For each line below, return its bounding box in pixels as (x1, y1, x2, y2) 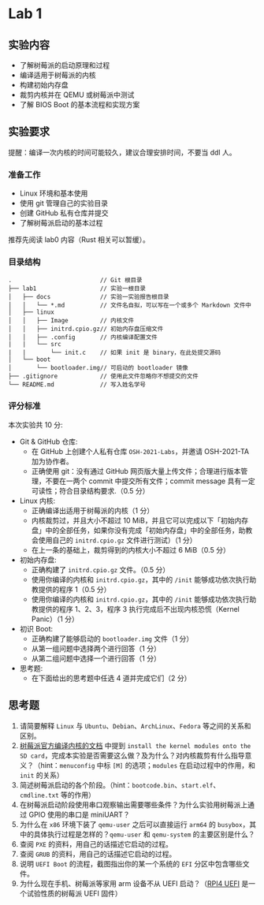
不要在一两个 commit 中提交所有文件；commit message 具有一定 (45, 476, 255, 486)
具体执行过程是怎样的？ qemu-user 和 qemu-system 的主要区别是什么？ (33, 829, 255, 839)
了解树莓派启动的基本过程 (19, 218, 103, 228)
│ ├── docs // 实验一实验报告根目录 (8, 293, 169, 301)
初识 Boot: (19, 624, 54, 633)
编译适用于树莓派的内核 (19, 70, 96, 80)
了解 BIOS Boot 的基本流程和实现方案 (19, 100, 140, 109)
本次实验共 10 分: (8, 419, 63, 430)
